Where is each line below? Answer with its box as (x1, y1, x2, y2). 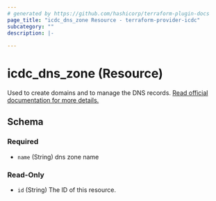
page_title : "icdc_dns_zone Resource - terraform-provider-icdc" (7, 17, 200, 24)
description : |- (7, 29, 54, 37)
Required (7, 137, 39, 146)
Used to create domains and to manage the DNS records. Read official (7, 89, 208, 97)
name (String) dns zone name (17, 152, 99, 161)
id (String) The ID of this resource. (17, 186, 117, 194)
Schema (7, 116, 44, 128)
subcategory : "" (7, 23, 54, 30)
